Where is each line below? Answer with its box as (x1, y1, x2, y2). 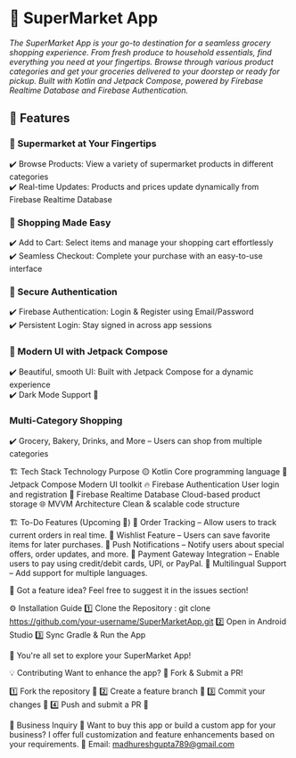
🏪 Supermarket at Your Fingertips (9, 137, 157, 150)
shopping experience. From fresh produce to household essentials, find (9, 46, 272, 57)
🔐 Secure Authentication (9, 285, 118, 298)
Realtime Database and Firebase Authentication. (9, 85, 189, 95)
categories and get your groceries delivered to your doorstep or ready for (9, 66, 280, 77)
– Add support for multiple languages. (9, 567, 148, 578)
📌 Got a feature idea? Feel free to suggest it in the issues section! (9, 584, 249, 596)
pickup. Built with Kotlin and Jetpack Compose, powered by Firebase (9, 75, 264, 86)
